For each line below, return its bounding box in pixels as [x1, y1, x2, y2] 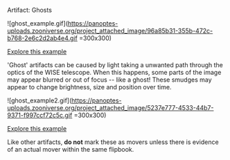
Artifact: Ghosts [7, 6, 52, 14]
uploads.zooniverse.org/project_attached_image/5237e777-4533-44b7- [7, 104, 214, 112]
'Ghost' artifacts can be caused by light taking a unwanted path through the [7, 61, 224, 69]
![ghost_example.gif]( [7, 19, 68, 27]
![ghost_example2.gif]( [7, 96, 72, 105]
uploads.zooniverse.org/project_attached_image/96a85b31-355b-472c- [7, 27, 213, 35]
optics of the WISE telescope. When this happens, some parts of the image [7, 69, 222, 76]
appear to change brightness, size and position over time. [7, 83, 172, 91]
